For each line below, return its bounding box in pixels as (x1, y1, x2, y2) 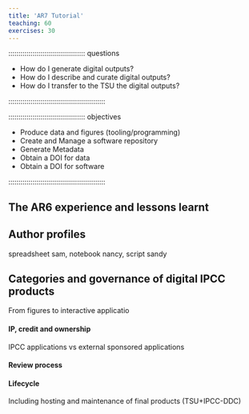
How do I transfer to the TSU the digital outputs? (19, 81, 180, 90)
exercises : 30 (8, 26, 56, 34)
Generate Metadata (19, 145, 84, 155)
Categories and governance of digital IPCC (8, 271, 226, 285)
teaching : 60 (8, 19, 52, 27)
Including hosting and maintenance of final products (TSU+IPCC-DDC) (8, 396, 242, 406)
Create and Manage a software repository (19, 136, 159, 146)
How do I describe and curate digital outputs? (19, 73, 171, 82)
